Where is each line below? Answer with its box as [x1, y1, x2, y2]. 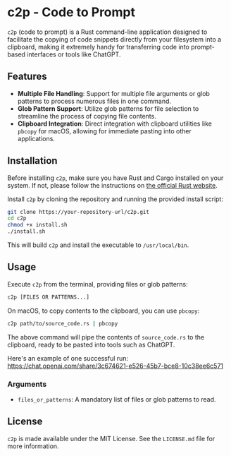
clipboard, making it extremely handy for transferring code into [7, 42, 190, 51]
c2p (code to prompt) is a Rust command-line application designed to [7, 28, 208, 36]
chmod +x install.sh [7, 222, 68, 229]
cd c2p [7, 215, 27, 222]
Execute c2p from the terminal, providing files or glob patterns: [7, 280, 188, 288]
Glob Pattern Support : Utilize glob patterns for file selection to [17, 104, 199, 113]
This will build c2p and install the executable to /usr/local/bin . [7, 241, 189, 249]
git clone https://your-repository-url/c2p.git [7, 208, 150, 215]
